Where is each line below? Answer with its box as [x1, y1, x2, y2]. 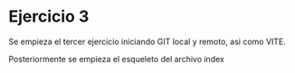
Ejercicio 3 [8, 6, 90, 27]
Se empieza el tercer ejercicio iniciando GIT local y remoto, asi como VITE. [8, 36, 287, 47]
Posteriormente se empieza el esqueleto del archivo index [8, 53, 225, 64]
